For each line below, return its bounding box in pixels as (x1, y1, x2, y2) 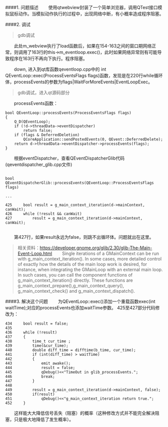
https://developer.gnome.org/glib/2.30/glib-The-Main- (39, 245, 152, 251)
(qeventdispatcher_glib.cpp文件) (5, 162, 72, 168)
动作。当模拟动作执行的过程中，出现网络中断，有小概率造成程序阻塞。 (18, 11, 164, 17)
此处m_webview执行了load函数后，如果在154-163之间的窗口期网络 (14, 43, 152, 49)
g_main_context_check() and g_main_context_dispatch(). (17, 288, 135, 294)
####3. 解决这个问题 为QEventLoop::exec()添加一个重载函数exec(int (5, 298, 156, 304)
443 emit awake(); (5, 361, 71, 366)
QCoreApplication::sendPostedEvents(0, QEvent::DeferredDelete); (23, 137, 163, 142)
